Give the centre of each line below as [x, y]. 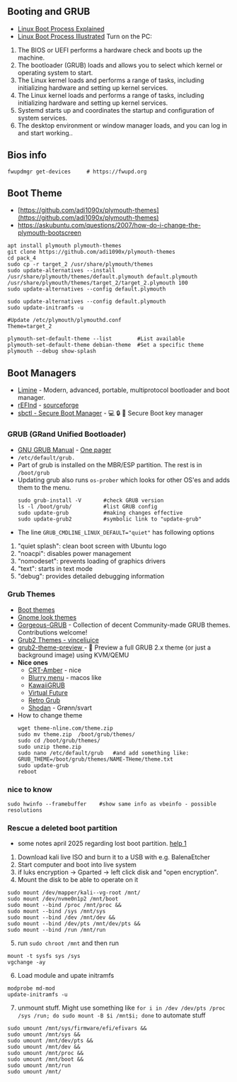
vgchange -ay [27, 963]
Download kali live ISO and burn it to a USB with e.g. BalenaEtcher [114, 857]
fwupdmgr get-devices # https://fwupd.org [77, 172]
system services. [42, 118]
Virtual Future [48, 692]
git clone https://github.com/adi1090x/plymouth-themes [91, 252]
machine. [31, 57]
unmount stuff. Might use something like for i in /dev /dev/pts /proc [121, 1008]
